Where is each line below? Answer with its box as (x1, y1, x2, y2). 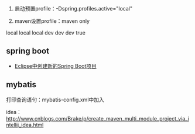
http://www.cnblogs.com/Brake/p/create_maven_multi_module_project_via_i (6, 115, 189, 122)
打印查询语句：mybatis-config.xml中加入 (6, 96, 104, 103)
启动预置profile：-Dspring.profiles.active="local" (14, 5, 133, 12)
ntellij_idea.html (6, 121, 44, 128)
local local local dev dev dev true (6, 29, 86, 36)
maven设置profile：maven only (14, 18, 90, 25)
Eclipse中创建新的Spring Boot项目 (14, 62, 97, 69)
